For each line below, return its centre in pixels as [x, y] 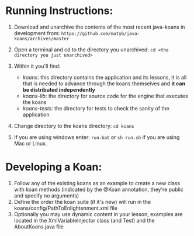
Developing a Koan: [54, 167]
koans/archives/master [41, 39]
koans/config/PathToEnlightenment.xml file [66, 208]
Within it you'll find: [37, 66]
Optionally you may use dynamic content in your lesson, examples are [98, 214]
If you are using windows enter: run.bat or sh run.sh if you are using [97, 137]
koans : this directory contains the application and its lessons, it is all [105, 77]
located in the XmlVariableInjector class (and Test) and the [84, 220]
